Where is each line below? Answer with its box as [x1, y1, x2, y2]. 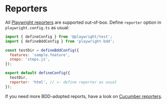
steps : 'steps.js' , [9, 57, 50, 62]
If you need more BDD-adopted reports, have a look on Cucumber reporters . [5, 93, 163, 99]
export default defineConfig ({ [5, 70, 70, 76]
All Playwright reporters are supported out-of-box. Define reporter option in [5, 19, 162, 25]
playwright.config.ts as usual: [5, 24, 70, 30]
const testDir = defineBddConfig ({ [5, 48, 79, 52]
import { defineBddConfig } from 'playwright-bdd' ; [5, 39, 115, 44]
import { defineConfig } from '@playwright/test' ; [5, 34, 113, 39]
